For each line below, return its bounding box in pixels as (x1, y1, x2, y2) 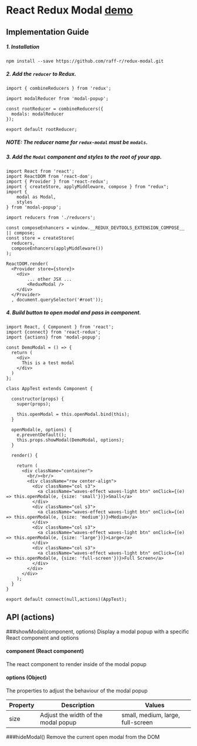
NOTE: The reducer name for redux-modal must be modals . (6, 139, 148, 146)
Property (9, 701, 35, 710)
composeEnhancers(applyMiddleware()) (11, 245, 104, 251)
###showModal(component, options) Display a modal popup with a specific (6, 628, 189, 635)
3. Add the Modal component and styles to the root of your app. (6, 153, 162, 160)
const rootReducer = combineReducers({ (6, 106, 104, 112)
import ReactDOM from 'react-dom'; (6, 173, 93, 179)
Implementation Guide (6, 27, 89, 37)
